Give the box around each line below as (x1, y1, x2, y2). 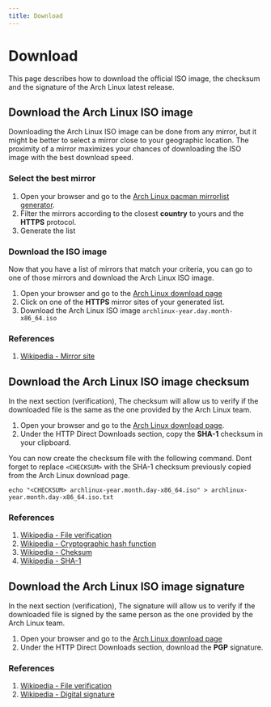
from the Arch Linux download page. (8, 471, 131, 481)
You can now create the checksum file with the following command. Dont (8, 454, 252, 464)
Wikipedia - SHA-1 (19, 556, 82, 566)
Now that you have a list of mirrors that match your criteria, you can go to (8, 264, 253, 273)
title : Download (8, 11, 63, 20)
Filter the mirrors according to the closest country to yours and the (19, 208, 244, 218)
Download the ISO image (8, 246, 108, 257)
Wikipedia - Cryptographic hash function (19, 539, 156, 548)
